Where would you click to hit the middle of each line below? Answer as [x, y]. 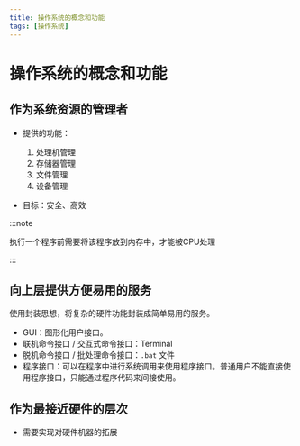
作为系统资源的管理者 [68, 109]
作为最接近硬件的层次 [68, 409]
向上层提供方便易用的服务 [80, 290]
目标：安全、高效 [54, 205]
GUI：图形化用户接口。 [65, 332]
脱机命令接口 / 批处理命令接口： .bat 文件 [99, 355]
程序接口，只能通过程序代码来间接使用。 [105, 378]
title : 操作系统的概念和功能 [57, 18]
